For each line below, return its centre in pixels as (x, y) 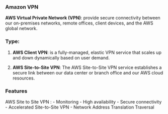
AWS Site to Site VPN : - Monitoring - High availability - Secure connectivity (83, 101)
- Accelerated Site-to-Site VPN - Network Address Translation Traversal (80, 107)
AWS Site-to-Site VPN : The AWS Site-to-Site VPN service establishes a (87, 67)
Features (16, 91)
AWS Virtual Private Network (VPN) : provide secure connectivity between (83, 18)
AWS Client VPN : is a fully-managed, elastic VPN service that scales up (87, 52)
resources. (24, 78)
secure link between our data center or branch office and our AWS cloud (88, 72)
